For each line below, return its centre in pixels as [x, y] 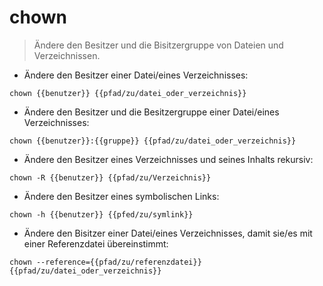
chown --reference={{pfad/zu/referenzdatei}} [105, 262]
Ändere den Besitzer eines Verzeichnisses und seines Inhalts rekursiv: [168, 159]
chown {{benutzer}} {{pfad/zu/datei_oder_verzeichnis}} [128, 93]
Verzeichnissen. [67, 55]
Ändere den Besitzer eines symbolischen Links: [121, 196]
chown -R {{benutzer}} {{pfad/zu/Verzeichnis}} [110, 177]
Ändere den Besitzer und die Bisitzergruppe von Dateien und [158, 45]
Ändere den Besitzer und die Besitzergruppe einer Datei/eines [151, 112]
